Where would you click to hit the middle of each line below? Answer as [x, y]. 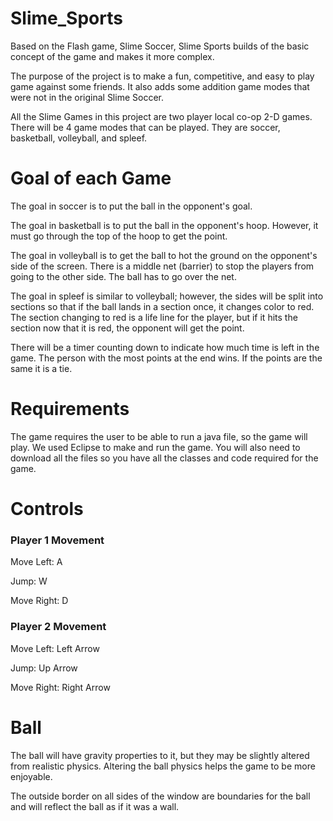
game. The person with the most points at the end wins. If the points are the [166, 358]
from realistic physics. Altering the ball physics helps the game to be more [163, 766]
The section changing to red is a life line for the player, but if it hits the [154, 317]
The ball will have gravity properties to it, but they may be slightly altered [160, 755]
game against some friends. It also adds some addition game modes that [160, 86]
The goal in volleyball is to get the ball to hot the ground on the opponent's [164, 255]
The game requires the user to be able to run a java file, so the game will [159, 436]
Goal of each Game [91, 178]
